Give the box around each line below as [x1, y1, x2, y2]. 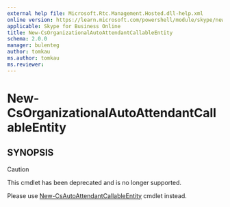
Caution [7, 165, 29, 173]
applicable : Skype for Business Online [7, 23, 121, 29]
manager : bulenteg [7, 42, 60, 49]
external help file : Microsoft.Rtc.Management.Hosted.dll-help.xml [7, 10, 204, 17]
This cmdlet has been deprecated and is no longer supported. [7, 178, 182, 186]
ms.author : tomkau [7, 55, 60, 62]
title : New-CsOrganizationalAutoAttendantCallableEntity [7, 29, 173, 36]
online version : [7, 16, 53, 23]
